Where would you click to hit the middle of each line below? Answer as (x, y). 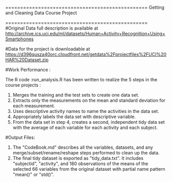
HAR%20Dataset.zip (27, 60)
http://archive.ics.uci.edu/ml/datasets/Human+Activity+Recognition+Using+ (85, 33)
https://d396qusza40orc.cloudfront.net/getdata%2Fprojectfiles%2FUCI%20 (86, 54)
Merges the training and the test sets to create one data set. (76, 95)
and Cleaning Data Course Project (41, 13)
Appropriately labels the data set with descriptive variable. (74, 117)
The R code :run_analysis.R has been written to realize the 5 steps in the (81, 79)
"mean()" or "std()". (33, 174)
